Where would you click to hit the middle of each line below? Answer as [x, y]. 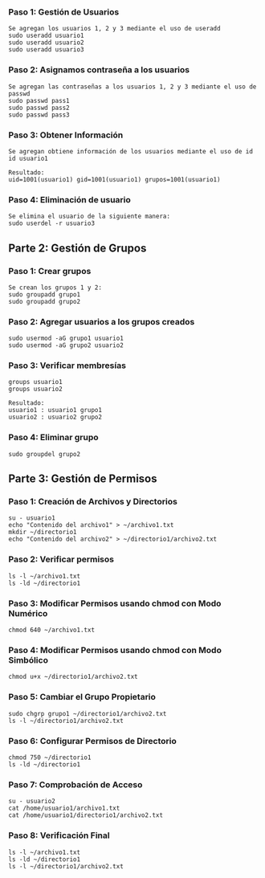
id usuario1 [28, 158]
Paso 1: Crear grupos [50, 271]
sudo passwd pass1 [39, 100]
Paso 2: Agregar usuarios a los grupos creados [102, 321]
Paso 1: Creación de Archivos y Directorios [93, 502]
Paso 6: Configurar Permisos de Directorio [92, 741]
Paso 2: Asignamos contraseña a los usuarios [99, 70]
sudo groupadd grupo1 [45, 294]
